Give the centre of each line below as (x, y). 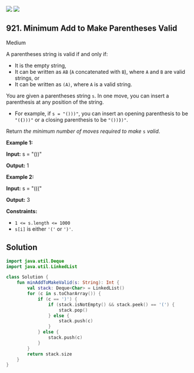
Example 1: (20, 142)
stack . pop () (73, 310)
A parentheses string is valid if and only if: (57, 54)
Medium (16, 42)
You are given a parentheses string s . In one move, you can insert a (88, 96)
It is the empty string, (40, 66)
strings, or (27, 78)
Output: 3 (18, 199)
